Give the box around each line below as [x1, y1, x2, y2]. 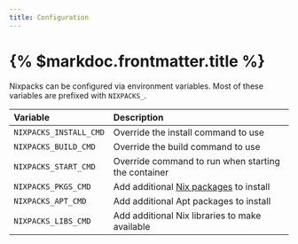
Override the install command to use [113, 126, 264, 138]
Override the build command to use [113, 140, 261, 153]
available [113, 220, 151, 232]
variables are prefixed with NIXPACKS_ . [9, 90, 147, 100]
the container [113, 166, 169, 178]
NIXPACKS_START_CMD [13, 161, 96, 171]
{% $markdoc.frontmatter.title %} [9, 51, 266, 71]
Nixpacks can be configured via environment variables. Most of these [9, 81, 264, 91]
